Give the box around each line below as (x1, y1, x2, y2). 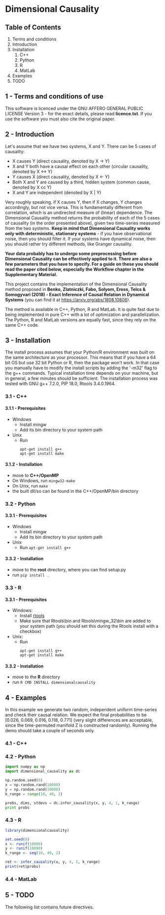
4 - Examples (5, 694, 47, 702)
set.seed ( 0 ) (5, 837, 30, 842)
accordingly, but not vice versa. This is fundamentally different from (5, 204, 143, 210)
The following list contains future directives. (5, 904, 94, 910)
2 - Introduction (5, 130, 54, 139)
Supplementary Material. (5, 271, 58, 277)
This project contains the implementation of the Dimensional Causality (5, 281, 148, 287)
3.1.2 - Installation (5, 461, 43, 467)
